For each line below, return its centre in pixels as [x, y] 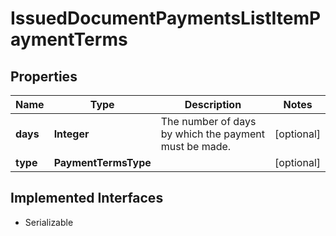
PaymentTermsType [102, 162]
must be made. [196, 146]
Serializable [49, 222]
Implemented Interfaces [87, 198]
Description [213, 104]
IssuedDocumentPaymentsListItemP [166, 18]
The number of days [208, 121]
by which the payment [212, 134]
